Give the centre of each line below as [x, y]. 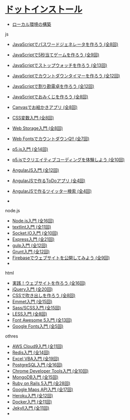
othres [12, 336]
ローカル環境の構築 [32, 24]
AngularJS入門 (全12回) [36, 170]
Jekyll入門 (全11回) [31, 408]
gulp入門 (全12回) [30, 245]
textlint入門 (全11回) [32, 227]
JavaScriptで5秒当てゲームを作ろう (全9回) [56, 55]
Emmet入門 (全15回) [32, 302]
